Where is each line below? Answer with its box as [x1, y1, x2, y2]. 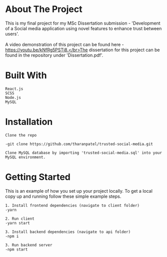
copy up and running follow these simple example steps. [5, 193, 121, 199]
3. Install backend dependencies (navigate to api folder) [5, 229, 131, 234]
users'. [5, 31, 19, 37]
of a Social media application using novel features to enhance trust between [5, 25, 162, 31]
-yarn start [5, 220, 30, 225]
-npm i [5, 233, 19, 239]
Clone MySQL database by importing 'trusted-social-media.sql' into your [5, 150, 162, 155]
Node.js [5, 95, 21, 100]
